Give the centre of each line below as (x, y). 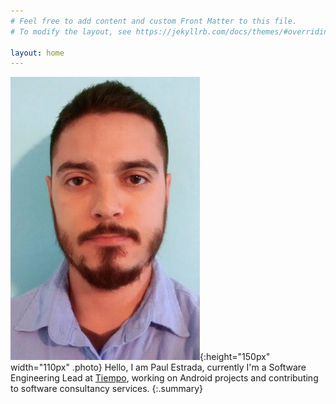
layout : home (37, 53)
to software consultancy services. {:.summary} (106, 389)
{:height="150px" (235, 357)
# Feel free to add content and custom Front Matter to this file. (154, 21)
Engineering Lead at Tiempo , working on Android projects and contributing (164, 378)
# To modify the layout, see (71, 31)
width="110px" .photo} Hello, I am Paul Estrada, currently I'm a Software (158, 367)
